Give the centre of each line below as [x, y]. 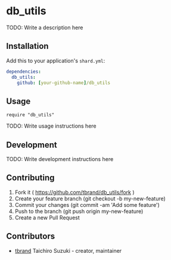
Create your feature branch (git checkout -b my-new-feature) [90, 199]
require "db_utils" [30, 115]
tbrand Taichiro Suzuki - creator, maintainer [68, 250]
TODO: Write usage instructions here [51, 126]
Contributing [30, 178]
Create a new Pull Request [47, 217]
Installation [27, 46]
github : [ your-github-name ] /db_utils [64, 83]
